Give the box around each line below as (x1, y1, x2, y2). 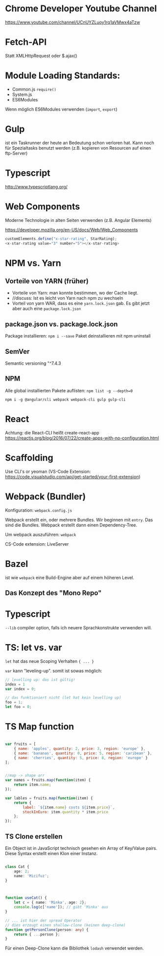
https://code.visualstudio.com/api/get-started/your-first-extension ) (5, 473, 141, 480)
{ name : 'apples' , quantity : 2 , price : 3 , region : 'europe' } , (14, 746, 146, 751)
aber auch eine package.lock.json (12, 306, 81, 311)
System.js (12, 92, 32, 97)
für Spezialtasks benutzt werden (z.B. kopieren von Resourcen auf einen (5, 145, 151, 151)
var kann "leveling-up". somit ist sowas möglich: (5, 668, 102, 674)
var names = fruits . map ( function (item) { (5, 778, 91, 783)
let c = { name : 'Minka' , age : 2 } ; (14, 900, 87, 905)
